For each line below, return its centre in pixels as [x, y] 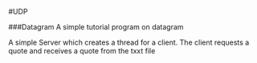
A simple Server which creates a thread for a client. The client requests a [129, 42]
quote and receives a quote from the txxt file [82, 51]
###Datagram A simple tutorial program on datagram [96, 27]
